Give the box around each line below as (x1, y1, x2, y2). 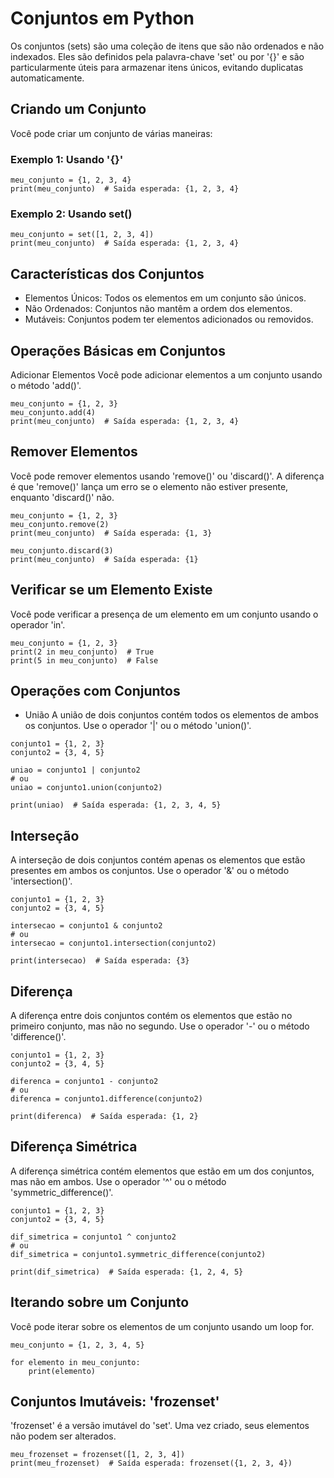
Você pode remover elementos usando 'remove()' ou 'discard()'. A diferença (10, 470, 325, 482)
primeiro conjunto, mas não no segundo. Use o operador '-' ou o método (10, 1020, 310, 1032)
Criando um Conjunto (10, 101, 147, 118)
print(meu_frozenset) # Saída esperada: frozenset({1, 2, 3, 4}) (10, 1458, 293, 1469)
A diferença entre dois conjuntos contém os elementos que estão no (10, 1010, 293, 1022)
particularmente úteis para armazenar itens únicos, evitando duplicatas (10, 61, 304, 73)
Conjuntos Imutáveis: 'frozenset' (10, 1393, 220, 1411)
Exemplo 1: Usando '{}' (10, 152, 124, 166)
